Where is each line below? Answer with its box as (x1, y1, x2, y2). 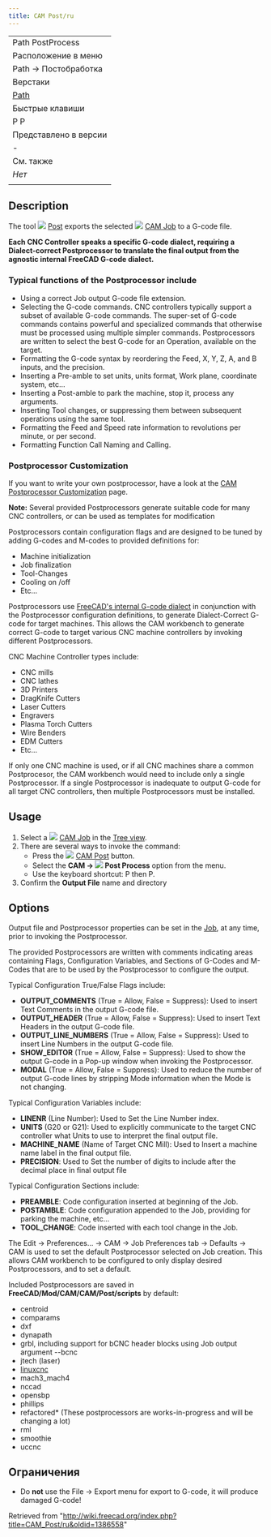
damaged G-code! (19, 1496, 82, 1505)
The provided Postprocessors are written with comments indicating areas (8, 947, 253, 957)
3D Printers (19, 685, 58, 694)
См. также (12, 155, 53, 166)
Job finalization (19, 560, 72, 570)
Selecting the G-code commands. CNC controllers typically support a (19, 302, 252, 311)
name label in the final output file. (19, 1148, 132, 1157)
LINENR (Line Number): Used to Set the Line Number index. (19, 1113, 219, 1123)
